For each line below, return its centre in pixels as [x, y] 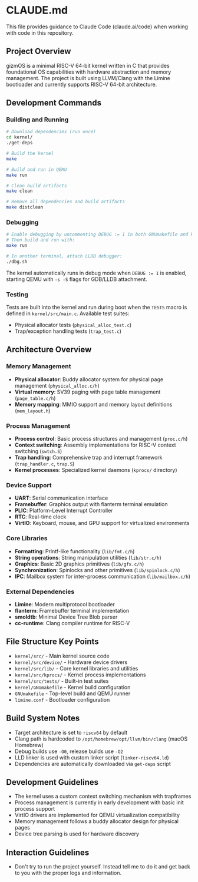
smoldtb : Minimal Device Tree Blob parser [66, 617]
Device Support [29, 485]
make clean [19, 191]
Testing [17, 294]
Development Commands [54, 103]
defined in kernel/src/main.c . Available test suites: [68, 313]
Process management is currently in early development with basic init [99, 802]
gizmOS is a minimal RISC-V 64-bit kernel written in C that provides [88, 65]
